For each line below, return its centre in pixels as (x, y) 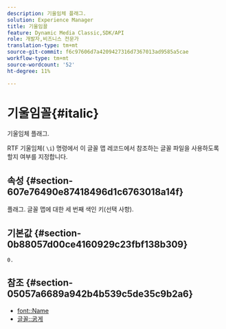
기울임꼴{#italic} (53, 113)
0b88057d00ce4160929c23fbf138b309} (98, 244)
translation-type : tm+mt (43, 45)
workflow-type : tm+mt (38, 59)
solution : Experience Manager (50, 20)
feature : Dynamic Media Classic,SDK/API (66, 33)
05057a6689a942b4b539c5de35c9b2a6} (100, 294)
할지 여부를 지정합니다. (37, 157)
